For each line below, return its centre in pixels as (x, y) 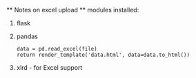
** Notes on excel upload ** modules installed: (73, 10)
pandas (27, 36)
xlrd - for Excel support (49, 67)
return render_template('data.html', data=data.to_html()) (103, 55)
